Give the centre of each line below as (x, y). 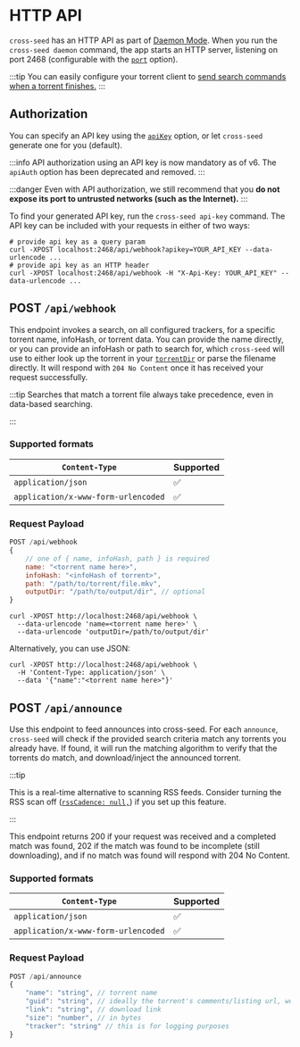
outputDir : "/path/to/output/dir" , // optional (115, 592)
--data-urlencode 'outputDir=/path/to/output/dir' (113, 632)
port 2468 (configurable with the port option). (94, 59)
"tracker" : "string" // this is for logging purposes (127, 1026)
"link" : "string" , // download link (94, 1010)
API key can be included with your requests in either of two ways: (129, 225)
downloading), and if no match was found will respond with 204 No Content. (150, 855)
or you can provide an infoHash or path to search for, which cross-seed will (147, 348)
